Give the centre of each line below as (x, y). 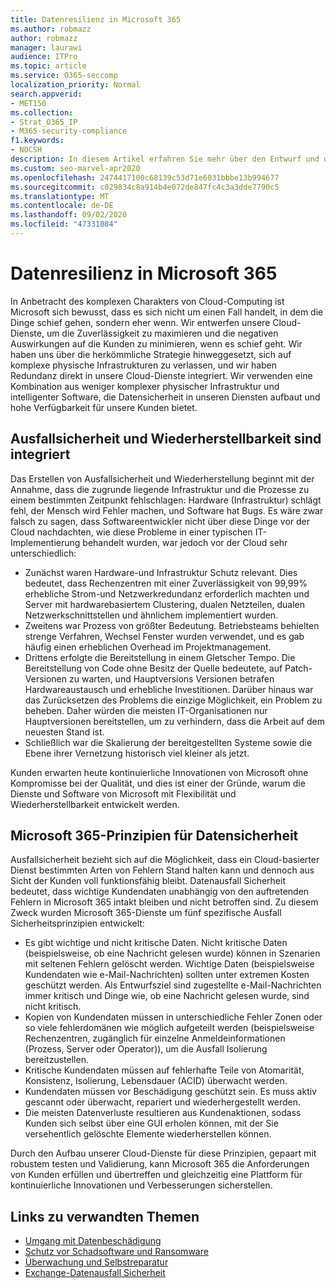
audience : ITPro (44, 57)
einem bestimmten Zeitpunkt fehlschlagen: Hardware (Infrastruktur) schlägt (166, 500)
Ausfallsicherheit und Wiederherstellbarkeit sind (166, 439)
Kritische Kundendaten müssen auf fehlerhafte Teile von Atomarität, (164, 1070)
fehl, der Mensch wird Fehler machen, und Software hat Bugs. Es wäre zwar (167, 510)
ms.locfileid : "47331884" (64, 224)
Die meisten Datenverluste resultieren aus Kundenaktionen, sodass (163, 1113)
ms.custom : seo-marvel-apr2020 (75, 168)
